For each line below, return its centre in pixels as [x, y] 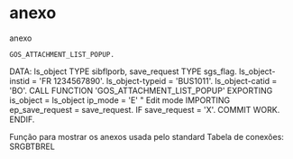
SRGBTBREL [32, 146]
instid [19, 80]
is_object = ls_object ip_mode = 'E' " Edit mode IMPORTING [120, 100]
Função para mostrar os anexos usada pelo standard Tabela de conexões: [146, 136]
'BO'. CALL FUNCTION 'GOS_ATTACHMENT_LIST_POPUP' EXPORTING [141, 90]
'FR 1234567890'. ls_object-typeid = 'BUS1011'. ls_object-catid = [158, 80]
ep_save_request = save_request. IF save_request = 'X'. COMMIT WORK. [145, 109]
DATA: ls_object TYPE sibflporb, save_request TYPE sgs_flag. [123, 71]
